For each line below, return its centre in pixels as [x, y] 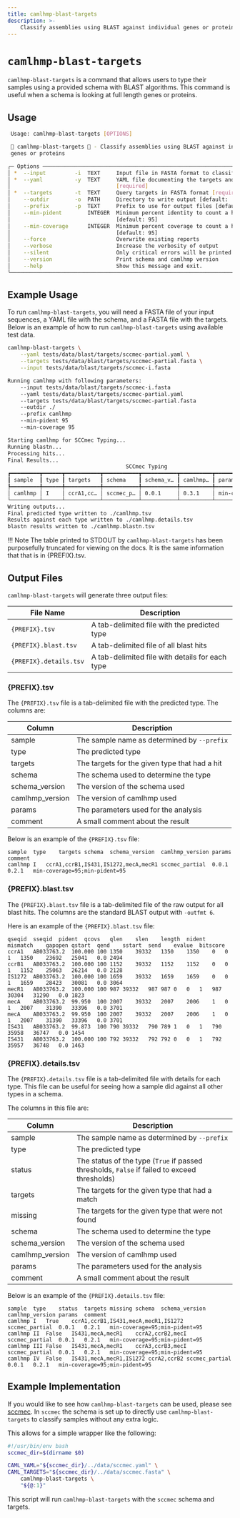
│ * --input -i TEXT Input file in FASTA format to [108, 173]
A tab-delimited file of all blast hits [149, 645]
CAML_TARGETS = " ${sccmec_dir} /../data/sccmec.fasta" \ [89, 1472]
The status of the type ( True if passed [139, 1161]
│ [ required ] [78, 187]
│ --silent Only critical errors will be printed [120, 253]
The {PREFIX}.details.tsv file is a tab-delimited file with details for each [114, 1078]
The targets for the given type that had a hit [149, 763]
